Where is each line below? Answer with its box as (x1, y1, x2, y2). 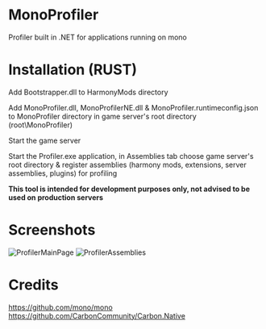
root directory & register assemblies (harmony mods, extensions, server (8, 160, 247, 169)
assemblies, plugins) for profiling (8, 168, 118, 178)
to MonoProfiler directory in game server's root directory (8, 111, 197, 121)
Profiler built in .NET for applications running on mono (8, 32, 187, 42)
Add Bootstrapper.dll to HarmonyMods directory (8, 87, 168, 97)
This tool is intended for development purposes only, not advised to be (8, 184, 251, 194)
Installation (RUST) (8, 60, 137, 79)
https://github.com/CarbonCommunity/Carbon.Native (8, 310, 185, 320)
